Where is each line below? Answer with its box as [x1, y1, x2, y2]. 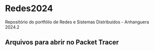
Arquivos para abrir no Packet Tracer [5, 38, 119, 47]
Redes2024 [5, 3, 53, 14]
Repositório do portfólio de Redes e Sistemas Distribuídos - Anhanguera [5, 19, 149, 25]
